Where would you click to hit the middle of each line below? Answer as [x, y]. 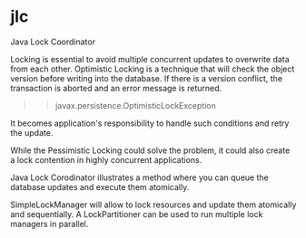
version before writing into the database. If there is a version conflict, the [147, 78]
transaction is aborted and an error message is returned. [116, 88]
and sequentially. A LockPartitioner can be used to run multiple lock [137, 214]
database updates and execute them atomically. [100, 186]
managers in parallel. [49, 224]
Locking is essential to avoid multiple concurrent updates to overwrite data [150, 59]
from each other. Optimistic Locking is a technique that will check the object [153, 69]
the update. [32, 132]
